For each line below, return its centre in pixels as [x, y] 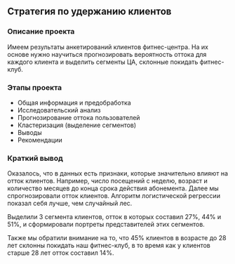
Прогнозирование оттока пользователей [79, 117]
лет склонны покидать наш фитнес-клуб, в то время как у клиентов [109, 246]
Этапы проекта [35, 87]
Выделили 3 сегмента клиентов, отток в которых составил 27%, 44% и [114, 217]
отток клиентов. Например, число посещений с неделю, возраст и [108, 181]
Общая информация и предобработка [74, 103]
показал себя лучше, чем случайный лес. [70, 204]
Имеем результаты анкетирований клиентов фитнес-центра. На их [108, 47]
